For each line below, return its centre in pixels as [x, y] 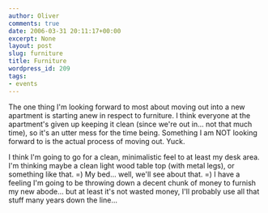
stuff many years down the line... [63, 200]
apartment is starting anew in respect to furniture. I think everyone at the [130, 115]
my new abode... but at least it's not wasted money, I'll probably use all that [134, 191]
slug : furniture [36, 53]
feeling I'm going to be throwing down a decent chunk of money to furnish [132, 182]
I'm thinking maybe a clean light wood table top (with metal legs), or [121, 165]
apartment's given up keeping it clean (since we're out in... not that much [130, 124]
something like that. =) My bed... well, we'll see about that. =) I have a [124, 174]
